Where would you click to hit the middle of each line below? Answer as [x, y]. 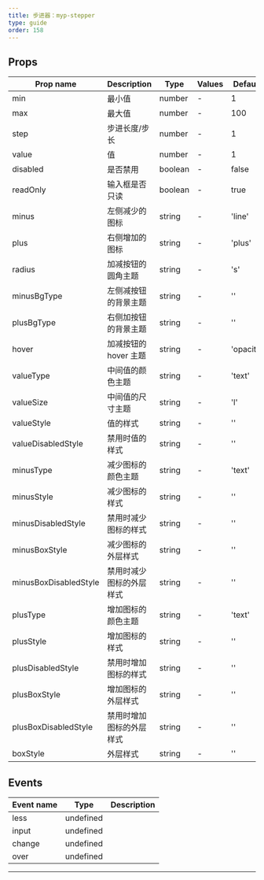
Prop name [56, 84]
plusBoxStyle [37, 695]
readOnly [29, 190]
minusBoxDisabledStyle [56, 582]
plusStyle [29, 642]
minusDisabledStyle [49, 523]
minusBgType [37, 296]
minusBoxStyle [40, 550]
